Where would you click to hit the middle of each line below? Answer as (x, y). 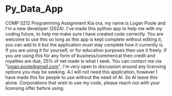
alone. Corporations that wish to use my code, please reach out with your (83, 83)
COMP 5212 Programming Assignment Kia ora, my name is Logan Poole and (85, 23)
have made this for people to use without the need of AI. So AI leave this (81, 77)
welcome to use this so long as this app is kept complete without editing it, (84, 39)
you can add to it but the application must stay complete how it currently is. (85, 44)
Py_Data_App (34, 9)
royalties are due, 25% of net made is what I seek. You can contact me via (83, 61)
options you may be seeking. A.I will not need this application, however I (81, 71)
